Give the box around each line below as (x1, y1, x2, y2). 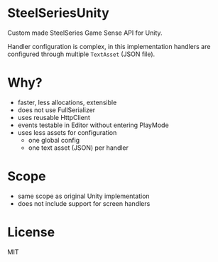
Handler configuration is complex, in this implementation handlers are (7, 42, 211, 50)
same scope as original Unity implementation (17, 192, 151, 200)
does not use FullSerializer (17, 105, 96, 114)
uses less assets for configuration (17, 128, 117, 136)
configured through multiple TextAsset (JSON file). (7, 50, 156, 58)
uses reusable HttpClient (17, 113, 91, 121)
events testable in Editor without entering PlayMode (17, 121, 169, 129)
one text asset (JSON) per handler (28, 143, 129, 152)
